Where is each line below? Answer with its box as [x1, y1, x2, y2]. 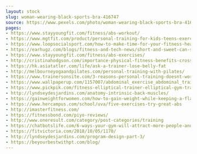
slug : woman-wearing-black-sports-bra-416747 [5, 14, 119, 20]
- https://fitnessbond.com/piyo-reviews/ [5, 112, 109, 118]
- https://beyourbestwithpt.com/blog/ [5, 139, 101, 145]
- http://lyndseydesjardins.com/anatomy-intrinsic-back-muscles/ [5, 90, 169, 96]
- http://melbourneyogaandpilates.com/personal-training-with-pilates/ [5, 69, 185, 74]
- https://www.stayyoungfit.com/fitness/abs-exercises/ [5, 52, 145, 58]
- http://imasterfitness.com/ [5, 107, 80, 112]
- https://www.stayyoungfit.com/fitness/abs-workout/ [5, 30, 141, 36]
